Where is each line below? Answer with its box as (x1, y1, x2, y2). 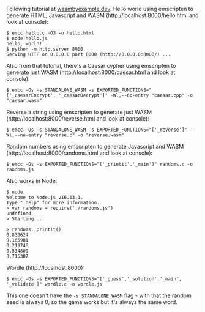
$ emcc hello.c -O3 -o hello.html (6, 30, 95, 36)
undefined (6, 210, 32, 217)
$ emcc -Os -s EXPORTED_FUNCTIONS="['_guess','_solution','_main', (6, 276, 182, 282)
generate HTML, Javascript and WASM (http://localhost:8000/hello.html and (6, 12, 199, 19)
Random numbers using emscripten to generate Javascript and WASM (6, 143, 184, 150)
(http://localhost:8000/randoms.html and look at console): (6, 149, 153, 157)
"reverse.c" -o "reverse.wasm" (45, 132, 124, 138)
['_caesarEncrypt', (6, 92, 56, 98)
